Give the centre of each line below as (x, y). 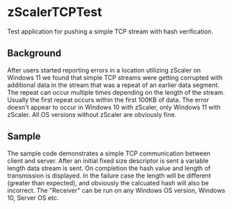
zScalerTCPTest (55, 12)
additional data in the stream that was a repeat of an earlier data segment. (113, 85)
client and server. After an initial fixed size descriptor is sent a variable (108, 160)
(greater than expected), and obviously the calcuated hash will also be (108, 183)
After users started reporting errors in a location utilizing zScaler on (104, 70)
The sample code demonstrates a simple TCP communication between (109, 153)
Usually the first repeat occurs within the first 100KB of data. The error (108, 100)
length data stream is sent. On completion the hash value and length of (109, 168)
